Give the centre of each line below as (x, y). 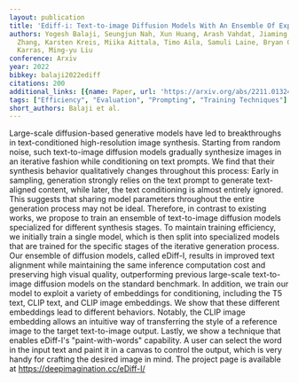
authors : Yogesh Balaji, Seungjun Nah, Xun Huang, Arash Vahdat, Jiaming (149, 34)
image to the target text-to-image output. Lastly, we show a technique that (145, 331)
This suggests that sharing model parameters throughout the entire (132, 199)
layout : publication (47, 17)
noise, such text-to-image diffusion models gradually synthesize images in (145, 152)
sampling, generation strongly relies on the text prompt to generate (132, 180)
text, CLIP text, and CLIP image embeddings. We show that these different (145, 303)
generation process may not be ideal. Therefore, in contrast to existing (138, 208)
